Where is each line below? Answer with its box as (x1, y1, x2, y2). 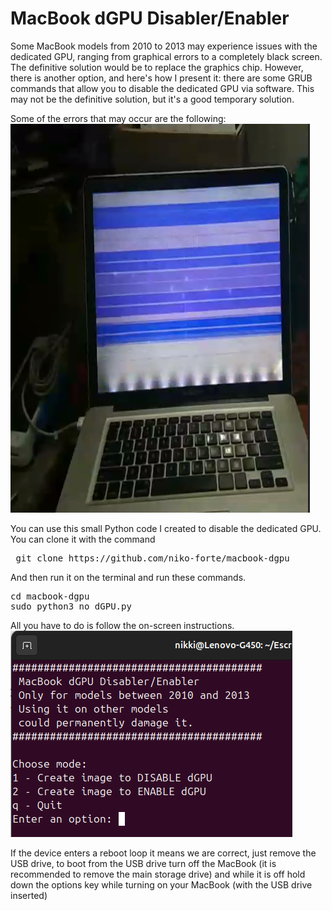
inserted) (10, 889, 48, 901)
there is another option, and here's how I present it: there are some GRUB (10, 72, 313, 84)
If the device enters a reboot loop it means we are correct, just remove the (10, 847, 317, 859)
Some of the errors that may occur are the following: (10, 112, 227, 124)
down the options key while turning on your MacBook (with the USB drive (10, 878, 313, 891)
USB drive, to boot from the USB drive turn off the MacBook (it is (10, 857, 277, 869)
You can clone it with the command (10, 533, 156, 545)
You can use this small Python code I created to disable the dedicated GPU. (10, 522, 322, 534)
